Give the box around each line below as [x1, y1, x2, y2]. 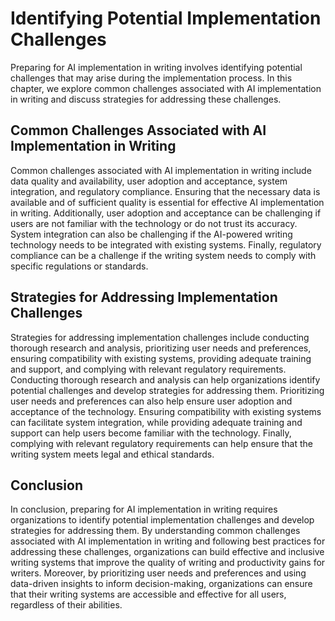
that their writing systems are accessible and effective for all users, [10, 588, 287, 601]
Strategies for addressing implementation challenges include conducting [10, 331, 310, 343]
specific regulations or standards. [10, 260, 149, 272]
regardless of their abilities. [10, 599, 123, 611]
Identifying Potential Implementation [10, 7, 322, 30]
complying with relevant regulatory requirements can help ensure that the [10, 437, 313, 449]
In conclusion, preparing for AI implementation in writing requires [10, 503, 278, 516]
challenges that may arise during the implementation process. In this [10, 72, 293, 84]
